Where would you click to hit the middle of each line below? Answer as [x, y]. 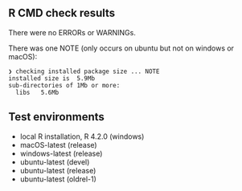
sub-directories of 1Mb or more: [64, 85]
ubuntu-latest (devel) [55, 162]
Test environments [56, 117]
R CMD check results [62, 13]
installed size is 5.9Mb [51, 78]
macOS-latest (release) [59, 144]
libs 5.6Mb [37, 92]
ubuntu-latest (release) [58, 170]
